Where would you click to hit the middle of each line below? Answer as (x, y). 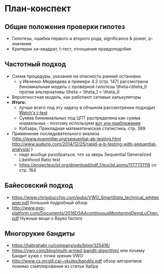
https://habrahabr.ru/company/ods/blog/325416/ (61, 246)
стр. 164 (27, 170)
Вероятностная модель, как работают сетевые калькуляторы (76, 97)
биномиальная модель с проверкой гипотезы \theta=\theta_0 (83, 86)
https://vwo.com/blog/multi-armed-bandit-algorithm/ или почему (78, 250)
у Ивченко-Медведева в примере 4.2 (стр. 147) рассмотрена (83, 81)
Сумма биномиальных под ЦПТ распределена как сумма (80, 118)
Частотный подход (35, 64)
